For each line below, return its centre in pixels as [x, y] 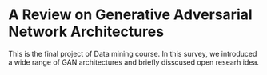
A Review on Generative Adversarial [131, 15]
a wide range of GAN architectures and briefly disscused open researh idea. [134, 62]
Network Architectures [86, 32]
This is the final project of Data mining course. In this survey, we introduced [133, 53]
